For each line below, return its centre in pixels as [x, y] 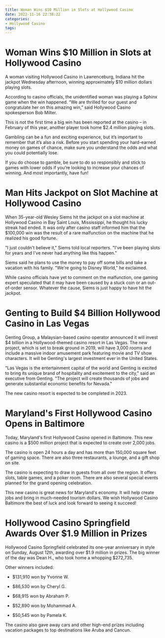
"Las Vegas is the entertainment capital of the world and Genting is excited [81, 368]
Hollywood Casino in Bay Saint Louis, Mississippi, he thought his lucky [76, 222]
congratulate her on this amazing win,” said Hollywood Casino [68, 107]
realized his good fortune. [31, 238]
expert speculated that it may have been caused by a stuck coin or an [76, 283]
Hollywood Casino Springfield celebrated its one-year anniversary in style [80, 547]
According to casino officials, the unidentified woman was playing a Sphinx [81, 97]
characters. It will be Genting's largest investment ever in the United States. [82, 358]
